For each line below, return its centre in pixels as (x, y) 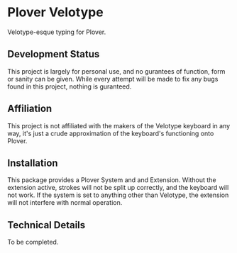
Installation (33, 163)
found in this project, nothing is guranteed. (70, 86)
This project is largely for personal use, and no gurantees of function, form (116, 71)
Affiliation (30, 109)
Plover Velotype (56, 12)
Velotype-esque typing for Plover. (57, 32)
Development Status (54, 54)
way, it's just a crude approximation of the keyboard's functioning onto (111, 133)
